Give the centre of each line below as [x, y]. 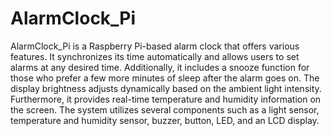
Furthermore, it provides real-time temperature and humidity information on [166, 99]
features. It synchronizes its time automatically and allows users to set [155, 56]
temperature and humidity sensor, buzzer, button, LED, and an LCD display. [165, 120]
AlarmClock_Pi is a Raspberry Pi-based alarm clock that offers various [155, 46]
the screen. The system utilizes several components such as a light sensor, [165, 109]
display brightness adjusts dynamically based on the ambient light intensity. [166, 88]
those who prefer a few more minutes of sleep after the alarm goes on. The [165, 78]
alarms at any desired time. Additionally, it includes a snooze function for [160, 67]
